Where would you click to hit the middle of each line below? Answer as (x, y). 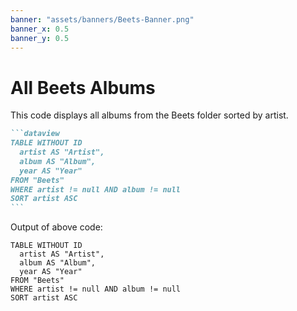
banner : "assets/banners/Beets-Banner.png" (102, 19)
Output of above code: (56, 227)
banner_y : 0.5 (40, 38)
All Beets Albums (83, 87)
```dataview (35, 134)
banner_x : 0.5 (40, 29)
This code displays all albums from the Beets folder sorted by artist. (149, 115)
